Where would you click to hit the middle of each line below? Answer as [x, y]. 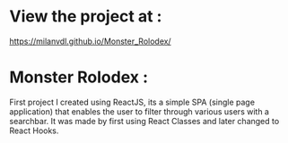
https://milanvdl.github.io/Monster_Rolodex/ [91, 41]
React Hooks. [34, 130]
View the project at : [86, 17]
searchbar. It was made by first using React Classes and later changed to [144, 121]
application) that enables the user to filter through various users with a [139, 111]
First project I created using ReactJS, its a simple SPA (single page [132, 102]
